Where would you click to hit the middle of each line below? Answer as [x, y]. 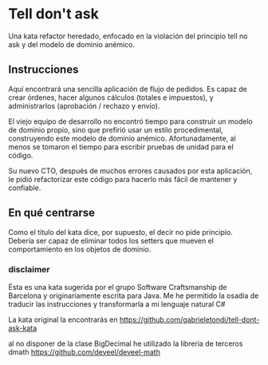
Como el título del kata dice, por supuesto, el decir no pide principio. [120, 232]
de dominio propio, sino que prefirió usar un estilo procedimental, [116, 129]
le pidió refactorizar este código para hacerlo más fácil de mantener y [123, 179]
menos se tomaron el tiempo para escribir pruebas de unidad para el [121, 147]
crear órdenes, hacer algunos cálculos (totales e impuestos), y [111, 97]
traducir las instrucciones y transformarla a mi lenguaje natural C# [117, 304]
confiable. [25, 188]
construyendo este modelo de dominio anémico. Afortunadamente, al [122, 138]
